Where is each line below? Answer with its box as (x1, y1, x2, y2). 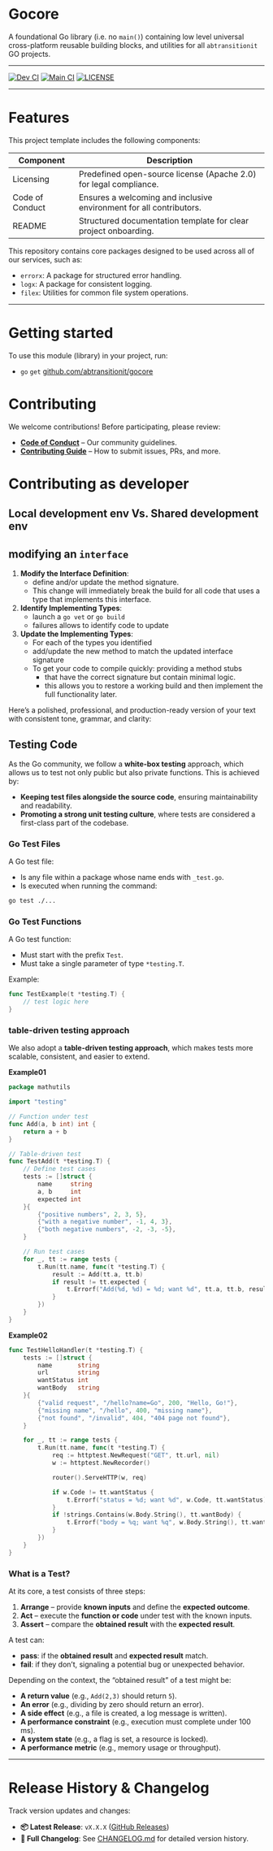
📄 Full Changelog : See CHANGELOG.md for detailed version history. (19, 1833, 249, 1843)
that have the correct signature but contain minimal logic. (44, 672, 236, 683)
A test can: (8, 1635, 45, 1645)
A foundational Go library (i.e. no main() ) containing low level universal (8, 32, 245, 41)
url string (37, 1368, 100, 1377)
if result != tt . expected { (51, 1277, 148, 1286)
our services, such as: (8, 254, 83, 264)
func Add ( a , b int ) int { (8, 1120, 96, 1128)
